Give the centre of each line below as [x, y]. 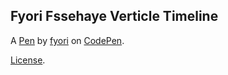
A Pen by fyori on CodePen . [67, 40]
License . [28, 60]
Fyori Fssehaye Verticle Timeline [114, 16]
